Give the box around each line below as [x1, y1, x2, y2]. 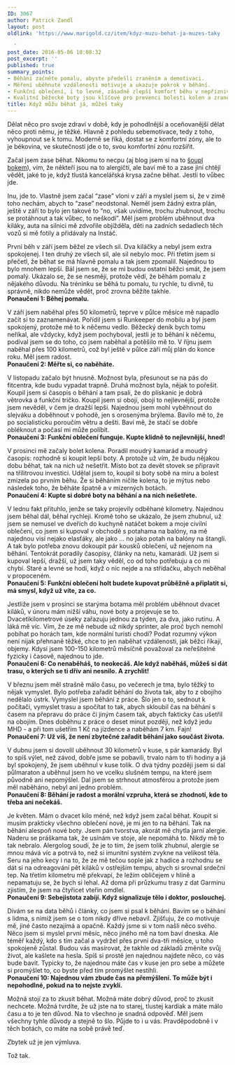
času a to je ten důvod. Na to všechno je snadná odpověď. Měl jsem [7, 1010, 204, 1017]
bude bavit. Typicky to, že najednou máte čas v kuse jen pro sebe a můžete [7, 959, 225, 967]
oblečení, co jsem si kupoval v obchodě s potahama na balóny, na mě [7, 527, 208, 535]
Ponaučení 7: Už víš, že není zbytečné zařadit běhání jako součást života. [7, 732, 225, 741]
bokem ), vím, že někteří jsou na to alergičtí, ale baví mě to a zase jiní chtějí [7, 164, 222, 171]
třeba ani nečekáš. [7, 798, 63, 806]
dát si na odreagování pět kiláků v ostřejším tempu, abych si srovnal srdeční [7, 864, 226, 871]
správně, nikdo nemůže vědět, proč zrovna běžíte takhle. [7, 287, 171, 295]
